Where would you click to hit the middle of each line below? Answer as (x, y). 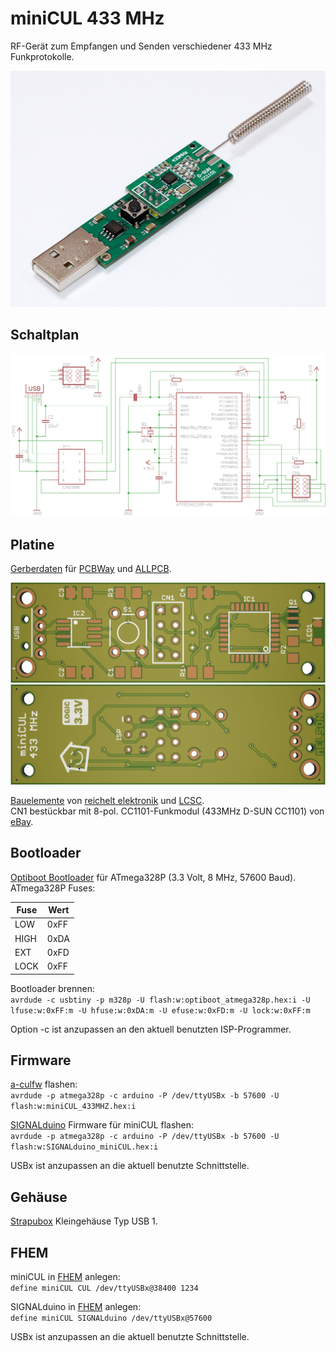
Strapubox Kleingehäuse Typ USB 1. (84, 1221)
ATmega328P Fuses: (53, 888)
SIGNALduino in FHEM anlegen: (76, 1306)
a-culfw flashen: (44, 1084)
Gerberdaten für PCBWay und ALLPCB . (91, 568)
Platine (32, 544)
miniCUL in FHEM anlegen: (65, 1276)
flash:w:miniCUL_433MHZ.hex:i (73, 1107)
